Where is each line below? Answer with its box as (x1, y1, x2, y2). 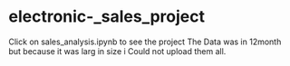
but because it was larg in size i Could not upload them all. (8, 45, 227, 56)
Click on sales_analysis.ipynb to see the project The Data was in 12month (8, 36, 282, 47)
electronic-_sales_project (8, 6, 206, 27)
